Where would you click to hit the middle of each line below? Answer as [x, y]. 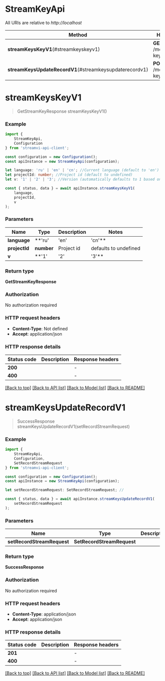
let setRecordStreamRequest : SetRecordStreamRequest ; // [65, 490]
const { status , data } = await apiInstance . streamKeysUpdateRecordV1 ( [80, 499]
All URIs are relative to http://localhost [43, 23]
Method [78, 34]
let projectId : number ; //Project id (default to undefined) [69, 175]
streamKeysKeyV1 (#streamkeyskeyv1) [54, 49]
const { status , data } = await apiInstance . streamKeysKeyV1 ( [70, 188]
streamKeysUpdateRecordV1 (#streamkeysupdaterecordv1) [78, 69]
